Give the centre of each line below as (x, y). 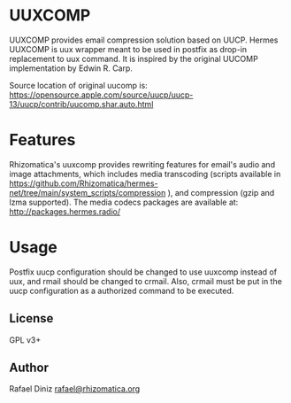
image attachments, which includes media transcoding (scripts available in (145, 174)
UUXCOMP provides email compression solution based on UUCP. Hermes (144, 40)
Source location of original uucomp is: (78, 85)
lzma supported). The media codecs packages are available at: (124, 202)
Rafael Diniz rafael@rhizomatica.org (75, 389)
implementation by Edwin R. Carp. (71, 68)
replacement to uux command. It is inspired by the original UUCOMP (134, 58)
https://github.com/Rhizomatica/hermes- (84, 183)
